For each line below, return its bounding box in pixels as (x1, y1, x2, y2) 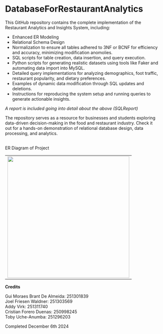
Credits (5, 283, 20, 290)
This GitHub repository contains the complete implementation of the (5, 19, 142, 25)
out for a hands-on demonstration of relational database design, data (5, 125, 144, 131)
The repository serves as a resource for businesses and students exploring (5, 115, 156, 121)
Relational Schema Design (12, 39, 65, 45)
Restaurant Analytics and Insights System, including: (5, 24, 110, 30)
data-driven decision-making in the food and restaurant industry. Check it (5, 120, 153, 126)
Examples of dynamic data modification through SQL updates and (12, 80, 145, 86)
